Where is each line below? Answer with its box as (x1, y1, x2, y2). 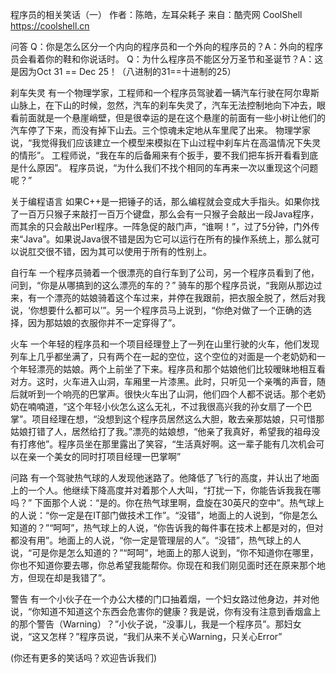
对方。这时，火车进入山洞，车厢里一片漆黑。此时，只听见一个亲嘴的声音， (10, 376, 317, 387)
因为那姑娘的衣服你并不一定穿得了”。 (27, 317, 182, 328)
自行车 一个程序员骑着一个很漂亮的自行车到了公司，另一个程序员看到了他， (10, 267, 320, 278)
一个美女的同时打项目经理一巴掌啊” (36, 451, 182, 462)
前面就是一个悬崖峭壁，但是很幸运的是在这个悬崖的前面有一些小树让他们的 (18, 112, 326, 123)
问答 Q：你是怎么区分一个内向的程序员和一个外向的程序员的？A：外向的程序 (10, 41, 324, 52)
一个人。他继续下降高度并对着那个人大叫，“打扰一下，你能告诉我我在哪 (27, 484, 322, 496)
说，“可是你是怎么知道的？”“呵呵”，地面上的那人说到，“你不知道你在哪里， (10, 547, 319, 558)
